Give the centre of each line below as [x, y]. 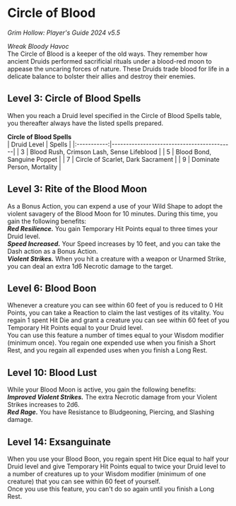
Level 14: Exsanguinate [59, 442]
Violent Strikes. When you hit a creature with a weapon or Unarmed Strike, [117, 259]
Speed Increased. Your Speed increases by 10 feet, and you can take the [114, 243]
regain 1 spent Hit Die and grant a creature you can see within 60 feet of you [118, 320]
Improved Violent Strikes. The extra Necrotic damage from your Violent [112, 397]
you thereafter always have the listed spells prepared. [85, 123]
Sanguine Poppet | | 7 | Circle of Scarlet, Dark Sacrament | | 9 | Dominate [114, 159]
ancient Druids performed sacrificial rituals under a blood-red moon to [110, 61]
